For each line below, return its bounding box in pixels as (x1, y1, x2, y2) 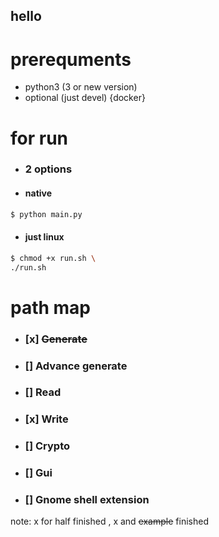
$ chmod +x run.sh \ (10, 253, 97, 263)
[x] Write (24, 412, 69, 426)
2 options (24, 162, 73, 176)
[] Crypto (24, 439, 71, 453)
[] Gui (24, 466, 53, 480)
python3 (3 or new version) (24, 81, 138, 93)
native (24, 187, 53, 199)
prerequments (10, 48, 132, 71)
